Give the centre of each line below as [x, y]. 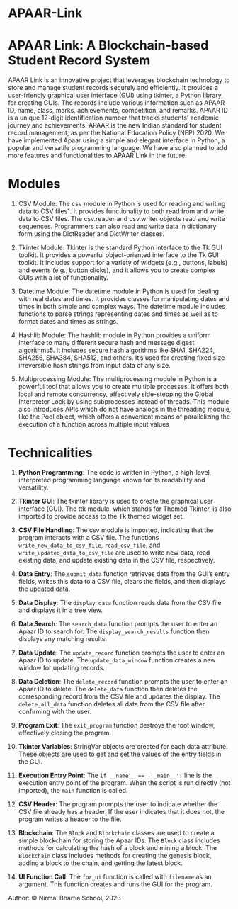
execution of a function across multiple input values [93, 424]
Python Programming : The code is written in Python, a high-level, [115, 472]
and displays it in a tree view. [61, 610]
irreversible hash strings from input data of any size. [94, 366]
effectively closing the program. [65, 733]
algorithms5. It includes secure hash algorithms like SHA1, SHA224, [117, 350]
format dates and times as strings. [68, 322]
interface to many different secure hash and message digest [106, 343]
